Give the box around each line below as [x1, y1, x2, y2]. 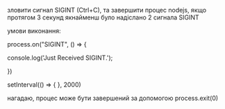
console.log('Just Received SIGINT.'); [7, 53, 113, 62]
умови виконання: [7, 27, 61, 35]
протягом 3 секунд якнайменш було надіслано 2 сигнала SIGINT [7, 13, 199, 22]
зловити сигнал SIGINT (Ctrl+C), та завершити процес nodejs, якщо [7, 6, 207, 14]
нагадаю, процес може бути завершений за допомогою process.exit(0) [7, 94, 219, 102]
